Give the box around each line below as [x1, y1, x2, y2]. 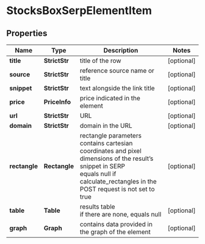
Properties [6, 28, 48, 39]
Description [103, 46, 138, 54]
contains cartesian [79, 139, 133, 147]
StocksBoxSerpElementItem [6, 4, 153, 18]
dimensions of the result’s [79, 154, 154, 163]
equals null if [79, 169, 117, 178]
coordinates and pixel [79, 147, 142, 155]
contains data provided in [79, 220, 153, 228]
